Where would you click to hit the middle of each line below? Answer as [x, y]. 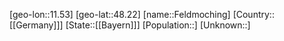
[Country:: [253, 14]
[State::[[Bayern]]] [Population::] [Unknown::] [158, 25]
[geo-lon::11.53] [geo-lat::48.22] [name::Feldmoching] [120, 14]
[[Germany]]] [36, 25]
